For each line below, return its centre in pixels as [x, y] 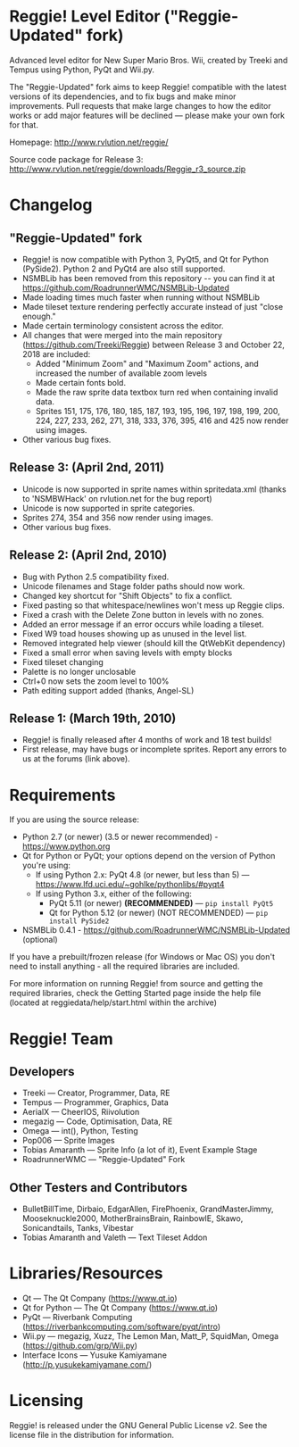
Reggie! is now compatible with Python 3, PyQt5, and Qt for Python [145, 259]
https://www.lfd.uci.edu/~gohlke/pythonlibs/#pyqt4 [130, 885]
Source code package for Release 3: [76, 159]
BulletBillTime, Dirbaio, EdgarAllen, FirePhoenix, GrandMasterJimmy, [148, 1209]
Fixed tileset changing [63, 661]
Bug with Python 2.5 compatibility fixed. [96, 577]
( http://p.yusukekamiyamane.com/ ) [87, 1365]
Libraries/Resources [86, 1273]
